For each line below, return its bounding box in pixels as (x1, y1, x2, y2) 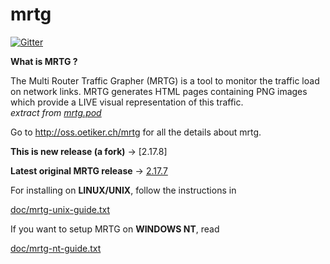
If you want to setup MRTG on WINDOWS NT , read (10, 223, 220, 235)
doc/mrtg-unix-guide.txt (10, 203, 111, 215)
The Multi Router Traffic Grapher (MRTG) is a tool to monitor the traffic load (10, 74, 320, 87)
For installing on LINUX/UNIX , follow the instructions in (10, 184, 237, 196)
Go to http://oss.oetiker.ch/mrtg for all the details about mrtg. (10, 126, 262, 138)
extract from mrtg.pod (10, 106, 102, 118)
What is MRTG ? (10, 55, 78, 67)
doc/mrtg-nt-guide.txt (10, 242, 102, 254)
